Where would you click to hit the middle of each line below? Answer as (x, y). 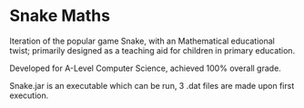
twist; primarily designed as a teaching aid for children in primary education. (152, 50)
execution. (29, 95)
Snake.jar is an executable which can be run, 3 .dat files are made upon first (152, 85)
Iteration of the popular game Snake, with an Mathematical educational (142, 41)
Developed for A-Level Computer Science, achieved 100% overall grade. (146, 68)
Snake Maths (60, 16)
